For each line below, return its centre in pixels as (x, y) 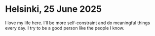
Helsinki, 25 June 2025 (54, 9)
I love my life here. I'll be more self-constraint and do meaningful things (78, 23)
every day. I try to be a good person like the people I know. (65, 28)
